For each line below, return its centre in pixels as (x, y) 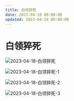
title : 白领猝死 (21, 10)
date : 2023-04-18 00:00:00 (34, 15)
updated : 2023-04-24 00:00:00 (37, 19)
